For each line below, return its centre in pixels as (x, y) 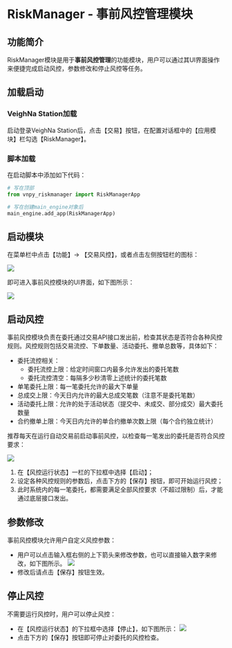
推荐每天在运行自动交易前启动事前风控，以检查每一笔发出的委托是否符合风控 (116, 436)
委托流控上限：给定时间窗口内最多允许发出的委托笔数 (103, 369)
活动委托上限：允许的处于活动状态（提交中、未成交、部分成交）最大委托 (120, 404)
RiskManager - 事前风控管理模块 (100, 14)
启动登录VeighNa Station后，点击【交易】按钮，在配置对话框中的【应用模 (112, 130)
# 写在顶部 (21, 188)
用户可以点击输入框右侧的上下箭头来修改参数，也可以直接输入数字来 (114, 555)
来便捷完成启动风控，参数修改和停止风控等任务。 (77, 69)
